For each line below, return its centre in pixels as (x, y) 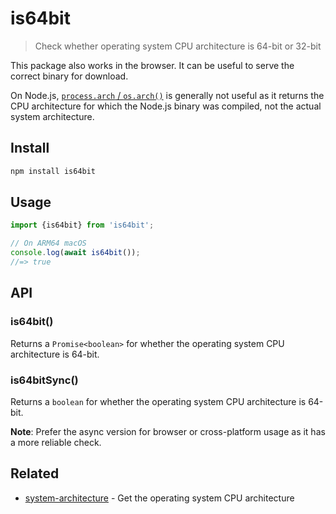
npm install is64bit (53, 171)
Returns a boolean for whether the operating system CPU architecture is (158, 401)
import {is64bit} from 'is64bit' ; (82, 225)
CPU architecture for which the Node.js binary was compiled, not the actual (166, 106)
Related (35, 473)
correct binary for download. (69, 76)
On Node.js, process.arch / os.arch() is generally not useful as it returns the (167, 95)
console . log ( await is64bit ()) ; (75, 253)
